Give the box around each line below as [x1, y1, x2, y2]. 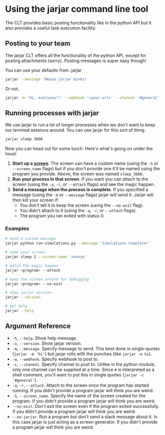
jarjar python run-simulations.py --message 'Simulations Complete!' [5, 241, 151, 246]
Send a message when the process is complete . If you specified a [12, 186, 149, 193]
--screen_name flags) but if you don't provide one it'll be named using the [12, 166, 160, 172]
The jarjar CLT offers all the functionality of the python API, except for [5, 52, 146, 58]
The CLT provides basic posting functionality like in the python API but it [5, 20, 152, 26]
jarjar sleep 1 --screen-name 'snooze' [5, 254, 87, 259]
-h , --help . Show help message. [12, 335, 78, 341]
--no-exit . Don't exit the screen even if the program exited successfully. [12, 403, 160, 409]
